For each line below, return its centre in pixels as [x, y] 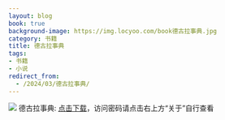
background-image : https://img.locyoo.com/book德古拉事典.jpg [113, 31]
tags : [17, 54]
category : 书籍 [33, 39]
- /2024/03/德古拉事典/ [53, 84]
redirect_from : [34, 76]
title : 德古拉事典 [37, 46]
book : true [27, 24]
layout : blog [30, 16]
